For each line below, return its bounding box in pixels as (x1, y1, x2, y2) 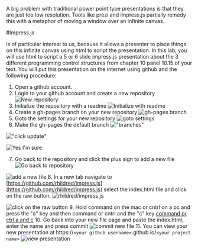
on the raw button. (6, 192, 51, 199)
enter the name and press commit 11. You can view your (6, 223, 188, 230)
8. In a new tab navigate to (47, 173, 112, 180)
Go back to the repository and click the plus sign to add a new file (14, 156, 175, 162)
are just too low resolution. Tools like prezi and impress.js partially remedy (6, 11, 186, 18)
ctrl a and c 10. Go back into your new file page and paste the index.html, (6, 216, 184, 223)
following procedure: (6, 72, 57, 79)
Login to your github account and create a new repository (14, 90, 155, 96)
